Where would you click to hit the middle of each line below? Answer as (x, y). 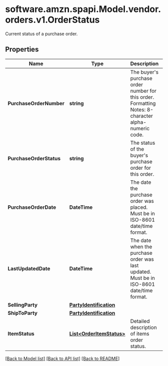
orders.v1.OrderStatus (52, 20)
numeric (140, 128)
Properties (22, 49)
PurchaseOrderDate (32, 207)
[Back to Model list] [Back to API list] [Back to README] (62, 358)
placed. (139, 207)
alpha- (138, 122)
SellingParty (23, 305)
